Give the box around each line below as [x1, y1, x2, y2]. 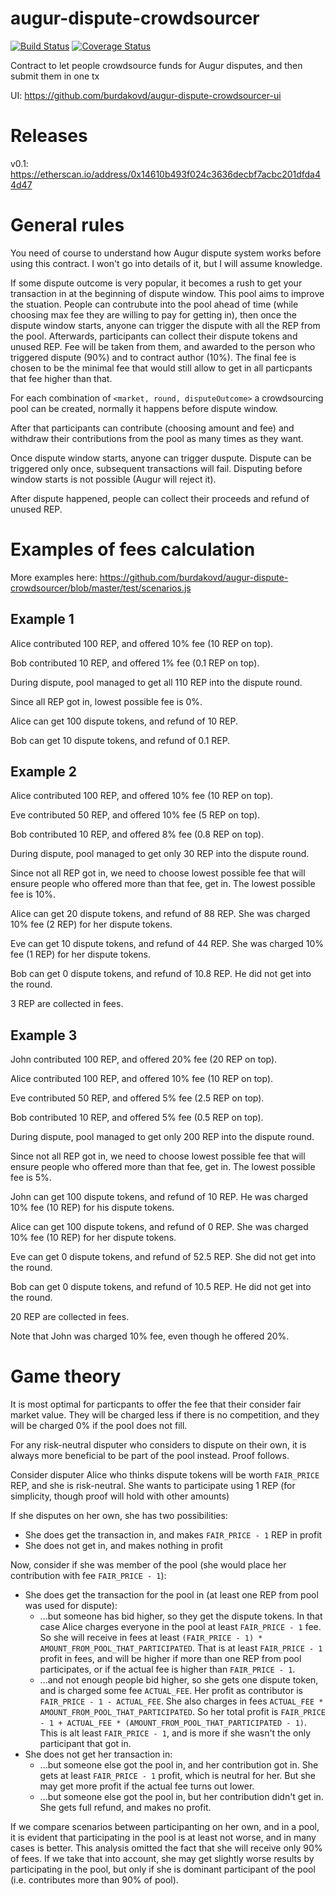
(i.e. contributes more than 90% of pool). [10, 1874, 179, 1886]
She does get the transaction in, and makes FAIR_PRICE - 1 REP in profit [24, 1529, 323, 1541]
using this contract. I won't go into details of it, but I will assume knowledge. [10, 257, 323, 269]
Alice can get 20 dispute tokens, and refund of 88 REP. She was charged [10, 908, 311, 920]
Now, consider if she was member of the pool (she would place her [10, 1559, 287, 1571]
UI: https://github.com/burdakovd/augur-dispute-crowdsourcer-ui [10, 89, 282, 101]
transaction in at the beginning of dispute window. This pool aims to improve [10, 287, 325, 299]
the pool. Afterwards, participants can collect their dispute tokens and [10, 330, 298, 342]
